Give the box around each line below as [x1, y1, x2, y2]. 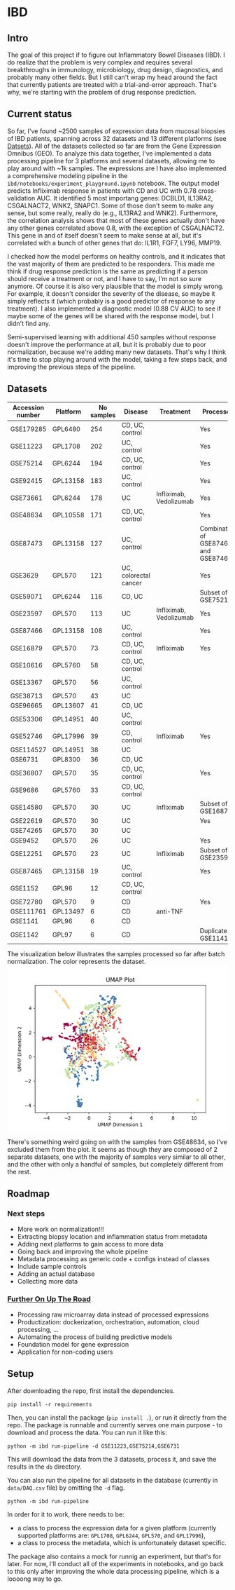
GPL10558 [52, 511, 85, 519]
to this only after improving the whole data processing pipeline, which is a [7, 1567, 220, 1575]
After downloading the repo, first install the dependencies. [7, 1386, 175, 1395]
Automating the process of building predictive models [17, 1333, 173, 1341]
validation [7, 193, 36, 202]
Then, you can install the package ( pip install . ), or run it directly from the [7, 1413, 227, 1422]
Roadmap [7, 1188, 50, 1200]
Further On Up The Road [7, 1294, 91, 1304]
